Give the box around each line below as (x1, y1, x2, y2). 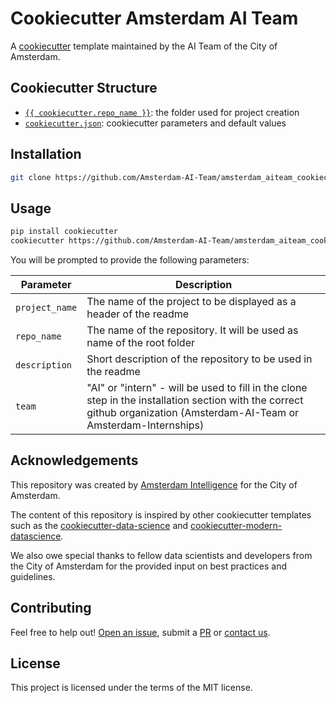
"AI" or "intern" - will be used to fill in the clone (86, 381, 308, 394)
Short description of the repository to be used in (86, 352, 313, 366)
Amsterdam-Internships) (86, 418, 205, 432)
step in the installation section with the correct (86, 393, 304, 407)
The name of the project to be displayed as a (86, 295, 297, 308)
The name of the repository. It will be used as (86, 323, 299, 337)
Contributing (10, 600, 92, 617)
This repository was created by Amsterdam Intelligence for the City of (10, 478, 298, 491)
